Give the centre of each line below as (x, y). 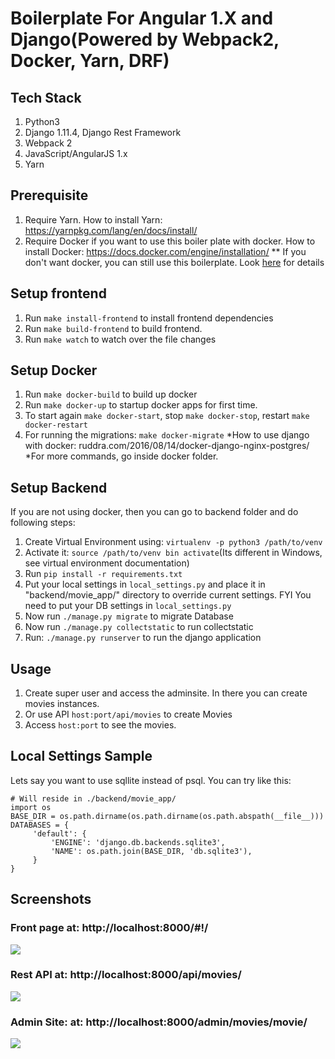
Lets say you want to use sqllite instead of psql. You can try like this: (151, 780)
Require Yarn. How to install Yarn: (93, 219)
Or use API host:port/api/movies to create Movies (128, 714)
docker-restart (56, 425)
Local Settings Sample (81, 756)
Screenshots (51, 899)
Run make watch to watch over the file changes (120, 339)
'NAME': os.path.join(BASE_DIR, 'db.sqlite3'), (151, 851)
